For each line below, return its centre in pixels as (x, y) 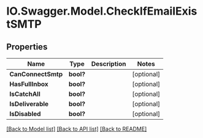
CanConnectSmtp (36, 74)
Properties (27, 47)
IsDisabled (25, 114)
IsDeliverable (29, 104)
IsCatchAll (25, 94)
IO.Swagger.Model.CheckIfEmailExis (102, 11)
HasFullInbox (29, 84)
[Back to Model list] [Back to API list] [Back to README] (77, 129)
